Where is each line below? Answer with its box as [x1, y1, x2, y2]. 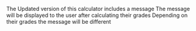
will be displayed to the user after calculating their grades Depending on [6, 12, 188, 19]
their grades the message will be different [6, 18, 111, 25]
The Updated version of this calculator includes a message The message [6, 5, 191, 12]
